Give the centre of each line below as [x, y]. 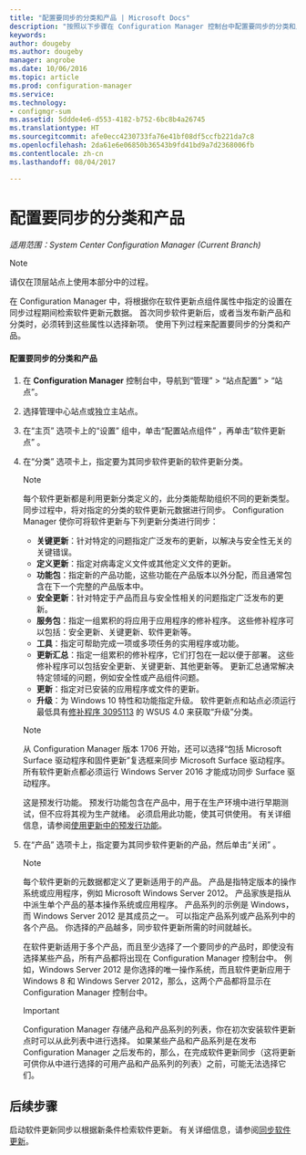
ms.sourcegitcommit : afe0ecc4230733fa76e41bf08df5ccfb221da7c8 [132, 137]
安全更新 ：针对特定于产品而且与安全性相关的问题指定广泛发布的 [156, 598]
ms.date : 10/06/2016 [49, 69]
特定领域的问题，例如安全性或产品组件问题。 [120, 677]
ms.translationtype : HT [55, 129]
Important [41, 1010]
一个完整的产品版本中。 [104, 586]
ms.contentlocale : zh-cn [56, 153]
